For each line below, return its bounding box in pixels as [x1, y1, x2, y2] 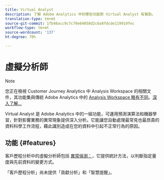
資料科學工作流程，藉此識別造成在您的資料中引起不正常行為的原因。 [5, 123, 142, 129]
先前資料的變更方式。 [13, 159, 57, 165]
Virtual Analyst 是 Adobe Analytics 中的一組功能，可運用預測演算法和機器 [5, 111, 153, 117]
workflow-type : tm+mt [5, 26, 49, 30]
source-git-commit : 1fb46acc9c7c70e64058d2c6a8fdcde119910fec [5, 21, 135, 26]
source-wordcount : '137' [5, 30, 56, 35]
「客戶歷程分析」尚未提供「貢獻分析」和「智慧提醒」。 [5, 169, 115, 175]
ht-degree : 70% [5, 35, 36, 40]
